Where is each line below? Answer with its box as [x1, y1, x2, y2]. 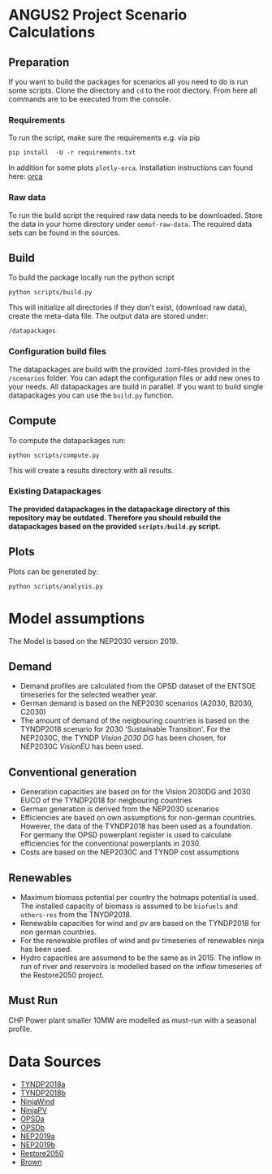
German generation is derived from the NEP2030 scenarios [19, 804, 219, 814]
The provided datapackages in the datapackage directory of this [8, 504, 231, 514]
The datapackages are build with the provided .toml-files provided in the [8, 364, 250, 374]
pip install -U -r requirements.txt [8, 149, 136, 157]
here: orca [8, 172, 43, 181]
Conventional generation [8, 765, 137, 779]
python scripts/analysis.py [8, 582, 104, 590]
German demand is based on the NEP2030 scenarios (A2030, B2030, [19, 698, 254, 708]
